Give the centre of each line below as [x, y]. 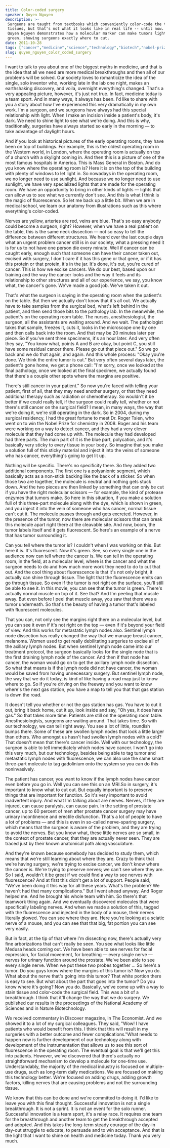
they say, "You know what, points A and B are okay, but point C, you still [80, 343]
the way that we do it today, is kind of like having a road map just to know [82, 678]
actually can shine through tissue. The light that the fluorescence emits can [84, 577]
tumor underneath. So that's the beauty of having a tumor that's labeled [80, 604]
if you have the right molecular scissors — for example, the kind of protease [84, 492]
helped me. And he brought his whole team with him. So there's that [76, 896]
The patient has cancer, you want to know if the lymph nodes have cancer [82, 779]
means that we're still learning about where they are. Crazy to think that [80, 858]
